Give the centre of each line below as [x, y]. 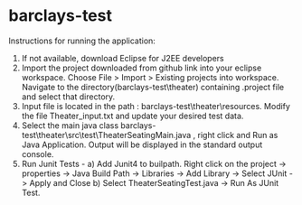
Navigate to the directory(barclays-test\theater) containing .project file [153, 87]
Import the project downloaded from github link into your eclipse [142, 68]
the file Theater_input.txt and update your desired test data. [132, 116]
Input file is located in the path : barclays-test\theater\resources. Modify [156, 106]
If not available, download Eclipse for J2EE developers [123, 58]
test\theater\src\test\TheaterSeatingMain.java [106, 135]
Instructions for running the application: [82, 41]
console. [38, 154]
